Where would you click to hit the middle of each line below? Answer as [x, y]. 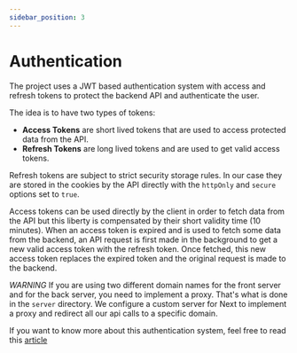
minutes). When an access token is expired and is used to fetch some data [145, 230]
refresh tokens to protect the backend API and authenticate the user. [134, 95]
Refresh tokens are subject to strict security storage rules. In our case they [146, 175]
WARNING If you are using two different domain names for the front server [145, 285]
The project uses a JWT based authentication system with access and [137, 86]
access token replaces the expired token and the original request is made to [148, 258]
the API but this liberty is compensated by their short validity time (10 [135, 220]
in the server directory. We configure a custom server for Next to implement [148, 303]
